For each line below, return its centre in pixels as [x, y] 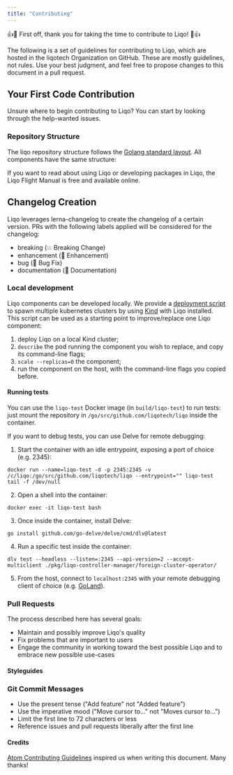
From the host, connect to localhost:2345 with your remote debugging [119, 578]
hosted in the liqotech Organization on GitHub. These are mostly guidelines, [116, 57]
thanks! [18, 765]
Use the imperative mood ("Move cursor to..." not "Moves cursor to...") [119, 711]
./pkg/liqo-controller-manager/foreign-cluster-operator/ [130, 566]
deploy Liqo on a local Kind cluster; [68, 339]
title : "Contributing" [40, 14]
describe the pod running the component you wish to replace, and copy [120, 346]
